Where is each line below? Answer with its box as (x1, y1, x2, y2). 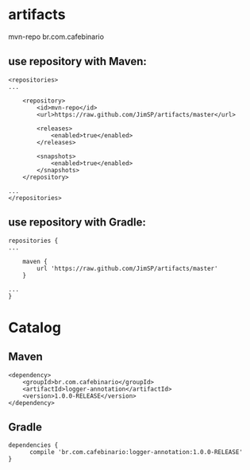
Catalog (8, 318, 62, 337)
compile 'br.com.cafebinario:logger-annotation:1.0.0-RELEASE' (29, 449, 244, 457)
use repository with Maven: (8, 55, 147, 68)
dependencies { (8, 441, 59, 449)
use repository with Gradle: (8, 216, 147, 229)
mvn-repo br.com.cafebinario (8, 32, 105, 41)
